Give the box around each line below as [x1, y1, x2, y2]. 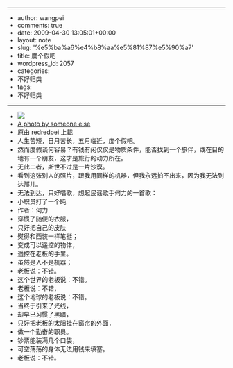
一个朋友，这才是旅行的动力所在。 [29, 154, 127, 162]
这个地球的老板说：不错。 [17, 293, 91, 301]
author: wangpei [17, 14, 64, 22]
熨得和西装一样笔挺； [17, 232, 78, 240]
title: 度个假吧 [17, 51, 56, 60]
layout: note [17, 36, 51, 44]
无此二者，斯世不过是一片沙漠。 [17, 162, 109, 171]
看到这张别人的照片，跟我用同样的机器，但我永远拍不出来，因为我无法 [17, 172, 218, 179]
